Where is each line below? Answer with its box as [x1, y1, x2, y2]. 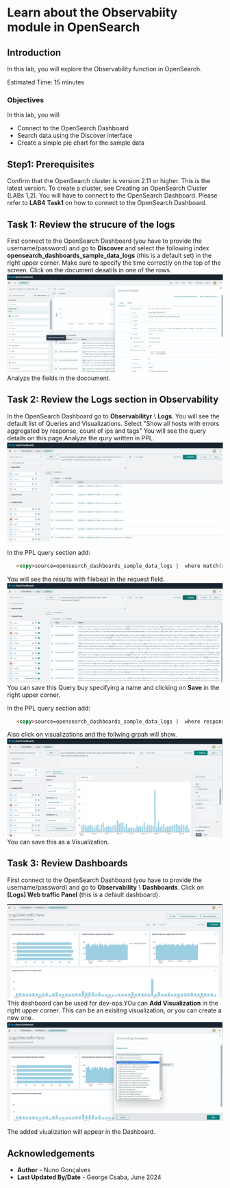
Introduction [7, 47, 62, 58]
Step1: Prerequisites [7, 158, 94, 170]
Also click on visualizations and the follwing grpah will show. [7, 730, 177, 739]
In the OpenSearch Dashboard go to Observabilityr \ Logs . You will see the [7, 412, 220, 420]
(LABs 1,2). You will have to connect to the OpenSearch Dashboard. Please [7, 191, 218, 200]
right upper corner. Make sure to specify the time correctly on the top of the [7, 259, 221, 267]
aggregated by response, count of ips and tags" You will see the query [7, 427, 207, 435]
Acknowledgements [7, 1148, 95, 1159]
